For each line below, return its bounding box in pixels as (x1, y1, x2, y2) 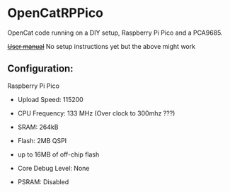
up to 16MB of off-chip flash (17, 150, 100, 159)
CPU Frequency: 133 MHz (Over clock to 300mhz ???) (17, 108, 176, 118)
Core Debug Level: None (17, 164, 90, 172)
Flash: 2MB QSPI (17, 136, 67, 145)
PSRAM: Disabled (17, 177, 69, 186)
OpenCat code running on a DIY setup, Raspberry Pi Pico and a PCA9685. (7, 28, 223, 37)
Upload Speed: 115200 (17, 95, 84, 103)
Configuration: (7, 62, 74, 75)
